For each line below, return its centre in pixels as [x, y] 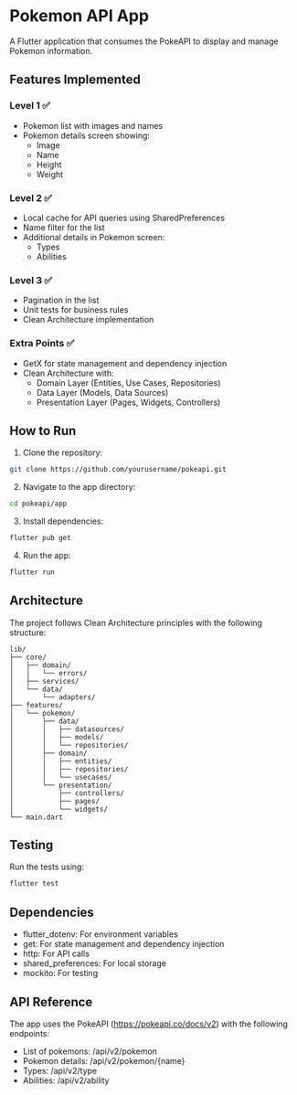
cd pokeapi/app [38, 504]
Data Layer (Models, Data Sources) [102, 392]
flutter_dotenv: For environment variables [100, 934]
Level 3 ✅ [31, 280]
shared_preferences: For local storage [95, 963]
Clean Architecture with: [68, 373]
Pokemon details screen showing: [86, 135]
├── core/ [28, 657]
